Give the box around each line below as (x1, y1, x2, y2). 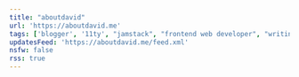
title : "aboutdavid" (9, 12, 86, 22)
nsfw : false (9, 46, 53, 55)
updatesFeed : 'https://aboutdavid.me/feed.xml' (9, 37, 190, 47)
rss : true (9, 54, 46, 63)
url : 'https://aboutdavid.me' (9, 21, 122, 30)
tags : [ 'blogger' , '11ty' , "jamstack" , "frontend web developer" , (9, 29, 261, 38)
